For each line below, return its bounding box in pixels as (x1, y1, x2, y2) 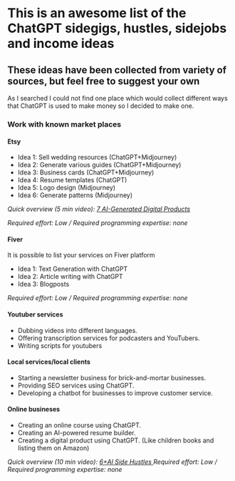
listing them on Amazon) (17, 443, 90, 452)
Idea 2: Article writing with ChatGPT (17, 272, 123, 281)
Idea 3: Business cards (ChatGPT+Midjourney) (17, 168, 155, 177)
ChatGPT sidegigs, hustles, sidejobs (7, 20, 227, 36)
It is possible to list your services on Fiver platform (7, 251, 155, 259)
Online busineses (7, 405, 61, 414)
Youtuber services (7, 309, 63, 319)
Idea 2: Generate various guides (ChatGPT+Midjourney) (17, 161, 182, 169)
